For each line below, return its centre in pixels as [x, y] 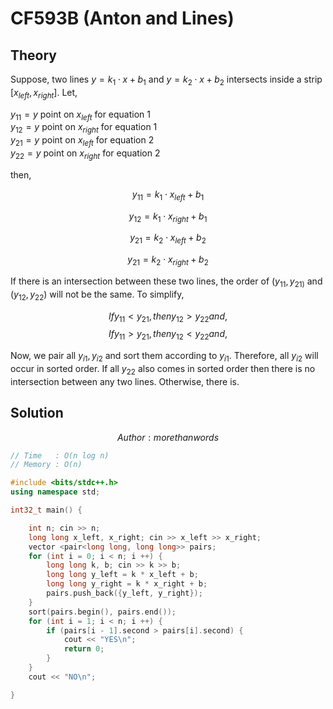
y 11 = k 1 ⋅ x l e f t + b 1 [168, 195]
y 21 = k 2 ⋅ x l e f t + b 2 [168, 239]
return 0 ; [84, 649]
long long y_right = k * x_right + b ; [127, 584]
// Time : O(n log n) [60, 455]
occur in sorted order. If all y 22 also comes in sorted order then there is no [163, 369]
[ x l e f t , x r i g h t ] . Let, [44, 93]
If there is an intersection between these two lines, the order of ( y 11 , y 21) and [166, 282]
